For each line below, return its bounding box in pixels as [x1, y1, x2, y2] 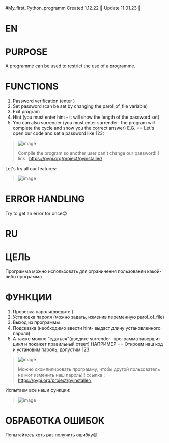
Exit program [12, 109, 40, 115]
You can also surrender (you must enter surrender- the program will [12, 120, 155, 126]
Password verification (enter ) [12, 98, 75, 104]
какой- [147, 268, 162, 274]
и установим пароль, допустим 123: [12, 346, 91, 353]
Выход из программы [12, 319, 60, 325]
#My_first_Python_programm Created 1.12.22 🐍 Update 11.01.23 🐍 [5, 5, 142, 11]
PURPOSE [5, 46, 48, 58]
